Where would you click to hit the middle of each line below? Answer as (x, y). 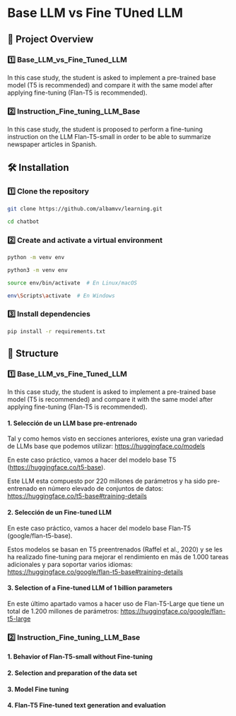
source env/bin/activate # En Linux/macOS (72, 283)
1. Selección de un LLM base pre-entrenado (72, 423)
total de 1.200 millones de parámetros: (63, 611)
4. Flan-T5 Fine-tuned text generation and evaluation (87, 705)
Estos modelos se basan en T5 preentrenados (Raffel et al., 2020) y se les (115, 549)
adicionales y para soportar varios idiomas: (70, 564)
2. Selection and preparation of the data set (72, 673)
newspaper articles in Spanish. (52, 144)
